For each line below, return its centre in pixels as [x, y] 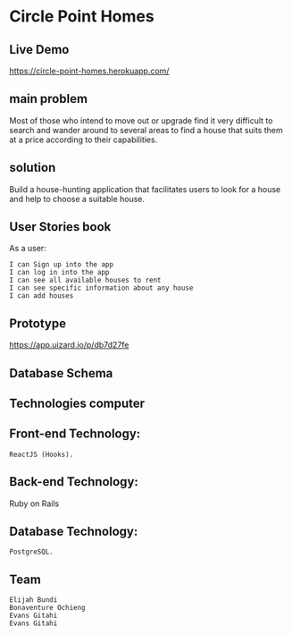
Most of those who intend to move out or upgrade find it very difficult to [141, 120]
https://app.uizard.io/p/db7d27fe [69, 345]
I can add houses [42, 296]
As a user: [28, 249]
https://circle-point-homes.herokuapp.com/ [89, 71]
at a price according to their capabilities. [83, 140]
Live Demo [39, 50]
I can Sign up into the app [62, 265]
